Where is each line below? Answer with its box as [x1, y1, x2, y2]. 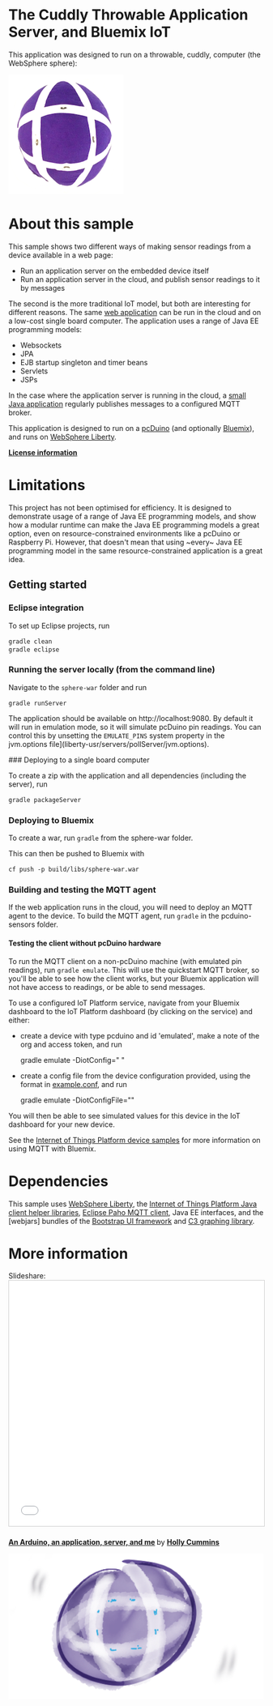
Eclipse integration [8, 602, 84, 613]
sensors [8, 919, 36, 929]
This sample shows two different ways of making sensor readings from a [8, 241, 251, 251]
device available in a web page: [8, 250, 113, 260]
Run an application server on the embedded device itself [19, 266, 210, 275]
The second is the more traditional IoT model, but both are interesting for [8, 298, 251, 309]
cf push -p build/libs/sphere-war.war [8, 865, 139, 874]
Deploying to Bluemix [8, 814, 95, 825]
